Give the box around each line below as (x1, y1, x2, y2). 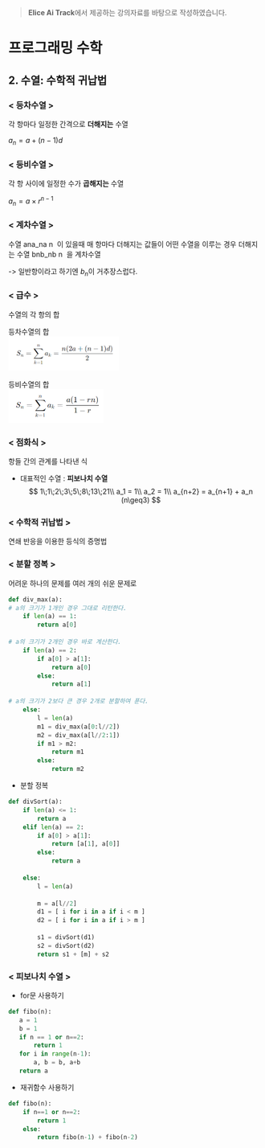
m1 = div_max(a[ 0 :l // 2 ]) (37, 723, 120, 731)
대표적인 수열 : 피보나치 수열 (19, 474, 108, 483)
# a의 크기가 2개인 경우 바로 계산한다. (8, 638, 122, 646)
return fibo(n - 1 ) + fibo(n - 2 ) (37, 1134, 138, 1142)
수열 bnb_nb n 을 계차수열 (16, 249, 102, 259)
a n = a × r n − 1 (8, 195, 54, 207)
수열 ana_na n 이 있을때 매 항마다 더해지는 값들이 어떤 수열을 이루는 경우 (8, 239, 237, 248)
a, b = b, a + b (33, 1059, 81, 1067)
